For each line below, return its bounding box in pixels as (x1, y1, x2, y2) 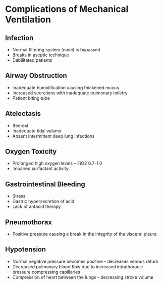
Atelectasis (5, 110, 41, 118)
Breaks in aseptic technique (12, 52, 69, 58)
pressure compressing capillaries (12, 269, 81, 275)
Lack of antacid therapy (12, 204, 61, 209)
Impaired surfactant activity (12, 165, 69, 171)
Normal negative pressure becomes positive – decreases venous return (12, 258, 159, 264)
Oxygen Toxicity (5, 147, 57, 156)
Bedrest (12, 122, 29, 128)
